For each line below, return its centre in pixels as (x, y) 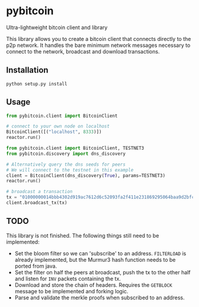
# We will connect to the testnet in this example (70, 170)
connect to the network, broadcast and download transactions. (83, 51)
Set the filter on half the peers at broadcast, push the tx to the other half (102, 272)
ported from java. (36, 266)
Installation (27, 70)
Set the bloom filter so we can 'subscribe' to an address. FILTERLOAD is (100, 253)
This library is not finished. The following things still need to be (83, 235)
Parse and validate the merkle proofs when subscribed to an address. (99, 297)
